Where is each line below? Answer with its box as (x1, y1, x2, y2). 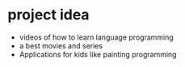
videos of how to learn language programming (19, 32, 174, 42)
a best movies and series (19, 40, 103, 50)
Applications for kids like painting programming (19, 49, 177, 59)
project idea (7, 6, 90, 24)
